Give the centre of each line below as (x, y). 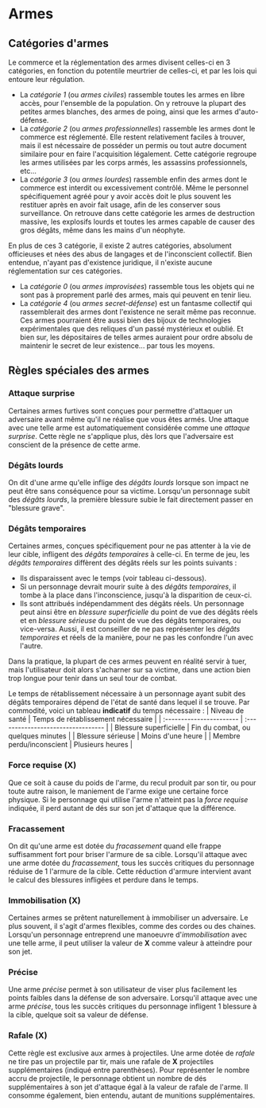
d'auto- (246, 112)
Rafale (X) (28, 1036)
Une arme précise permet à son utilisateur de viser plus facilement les (123, 989)
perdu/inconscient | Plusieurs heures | (71, 745)
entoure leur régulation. (46, 79)
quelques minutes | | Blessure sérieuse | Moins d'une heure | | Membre (124, 736)
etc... (28, 171)
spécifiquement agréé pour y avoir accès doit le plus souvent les (125, 196)
